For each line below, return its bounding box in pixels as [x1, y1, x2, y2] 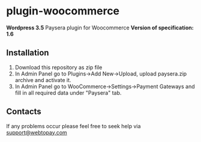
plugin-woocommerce [6, 4, 120, 18]
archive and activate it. [14, 76, 71, 83]
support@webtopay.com [6, 129, 67, 136]
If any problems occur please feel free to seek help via [6, 122, 141, 129]
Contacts [6, 107, 42, 117]
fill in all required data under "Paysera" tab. [14, 89, 122, 96]
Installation [6, 48, 49, 58]
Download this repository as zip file [14, 64, 103, 71]
